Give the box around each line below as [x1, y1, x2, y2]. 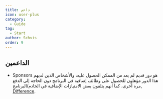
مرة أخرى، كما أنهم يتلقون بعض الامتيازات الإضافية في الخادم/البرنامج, [12, 82, 142, 88]
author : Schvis [5, 36, 37, 41]
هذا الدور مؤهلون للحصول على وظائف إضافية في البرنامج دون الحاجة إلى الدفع [12, 77, 158, 83]
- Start [10, 31, 26, 36]
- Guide [10, 21, 26, 27]
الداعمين [5, 59, 30, 67]
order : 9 [5, 40, 24, 45]
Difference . [12, 88, 36, 94]
